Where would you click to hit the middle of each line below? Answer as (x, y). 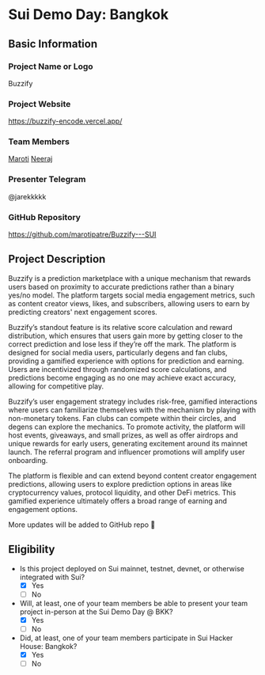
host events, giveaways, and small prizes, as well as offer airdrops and (123, 435)
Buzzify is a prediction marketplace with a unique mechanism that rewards (130, 278)
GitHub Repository (45, 217)
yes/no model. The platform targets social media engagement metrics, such (132, 295)
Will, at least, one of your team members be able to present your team (134, 603)
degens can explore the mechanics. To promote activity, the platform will (127, 427)
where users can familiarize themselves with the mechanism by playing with (132, 410)
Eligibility (32, 550)
